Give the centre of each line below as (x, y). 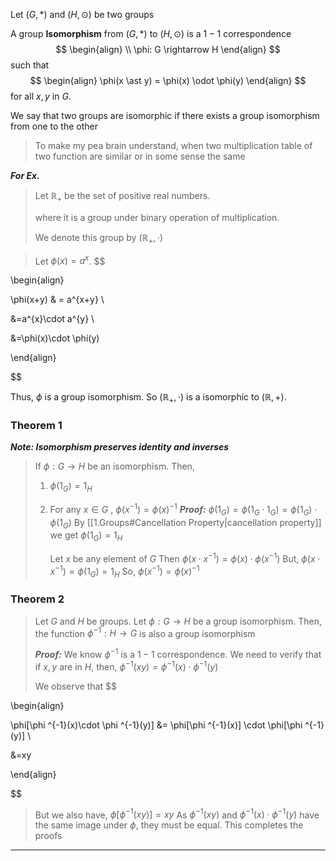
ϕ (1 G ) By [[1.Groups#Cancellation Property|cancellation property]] (185, 523)
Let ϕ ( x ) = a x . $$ (70, 260)
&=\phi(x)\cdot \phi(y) (55, 338)
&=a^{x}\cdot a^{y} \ (52, 319)
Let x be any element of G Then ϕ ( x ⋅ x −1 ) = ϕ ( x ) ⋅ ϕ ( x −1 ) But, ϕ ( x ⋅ (185, 557)
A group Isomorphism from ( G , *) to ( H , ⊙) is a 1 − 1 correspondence (151, 33)
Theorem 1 (36, 425)
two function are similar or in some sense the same (140, 156)
